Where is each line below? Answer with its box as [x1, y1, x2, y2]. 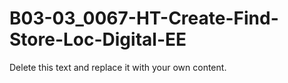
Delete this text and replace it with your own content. [9, 61, 227, 73]
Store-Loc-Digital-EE [9, 28, 187, 51]
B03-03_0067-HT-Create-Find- [9, 7, 279, 30]
